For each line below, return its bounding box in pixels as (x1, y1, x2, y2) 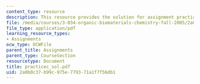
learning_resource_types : (6, 31, 70, 37)
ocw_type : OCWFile (6, 42, 52, 48)
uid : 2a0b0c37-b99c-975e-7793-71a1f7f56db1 (6, 69, 116, 75)
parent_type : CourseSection (6, 53, 76, 59)
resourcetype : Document (6, 58, 65, 64)
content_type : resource (6, 8, 65, 15)
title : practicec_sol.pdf (6, 63, 70, 70)
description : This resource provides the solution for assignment (6, 14, 174, 20)
